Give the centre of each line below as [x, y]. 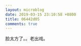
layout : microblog [25, 10]
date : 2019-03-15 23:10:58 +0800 [41, 14]
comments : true [21, 24]
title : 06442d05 [22, 19]
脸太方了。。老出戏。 [26, 38]
